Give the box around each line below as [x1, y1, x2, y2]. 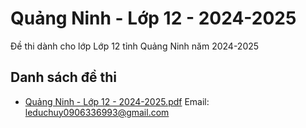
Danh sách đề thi [10, 69, 118, 86]
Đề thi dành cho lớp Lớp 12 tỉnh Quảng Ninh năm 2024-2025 [10, 40, 260, 52]
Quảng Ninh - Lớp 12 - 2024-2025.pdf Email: [24, 95, 210, 107]
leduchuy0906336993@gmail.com [24, 106, 170, 118]
